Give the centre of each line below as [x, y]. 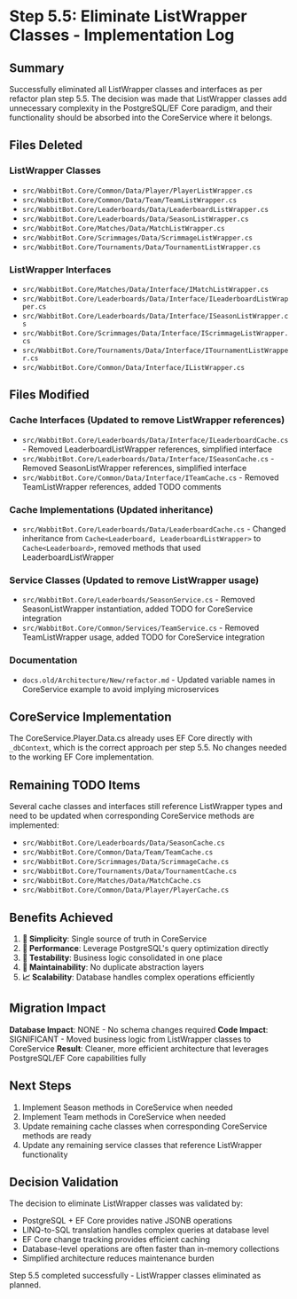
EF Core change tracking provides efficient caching [116, 1240]
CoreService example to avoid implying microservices [121, 689]
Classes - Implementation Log [122, 35]
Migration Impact [58, 1008]
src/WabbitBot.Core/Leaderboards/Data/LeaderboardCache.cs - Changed [154, 529]
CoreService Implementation [90, 716]
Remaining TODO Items [75, 785]
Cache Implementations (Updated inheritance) [111, 509]
